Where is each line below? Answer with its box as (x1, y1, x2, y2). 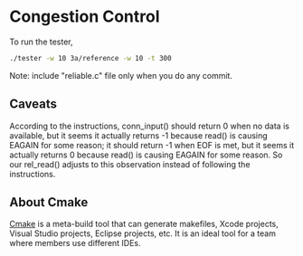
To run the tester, (9, 36, 74, 47)
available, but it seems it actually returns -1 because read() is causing (9, 129, 269, 141)
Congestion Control (9, 6, 160, 27)
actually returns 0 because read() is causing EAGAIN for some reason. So (9, 149, 283, 160)
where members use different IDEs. (9, 238, 142, 249)
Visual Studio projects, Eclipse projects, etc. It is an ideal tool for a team (9, 228, 276, 239)
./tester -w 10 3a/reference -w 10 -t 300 (9, 53, 172, 62)
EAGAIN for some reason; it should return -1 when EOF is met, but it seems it (9, 139, 295, 150)
